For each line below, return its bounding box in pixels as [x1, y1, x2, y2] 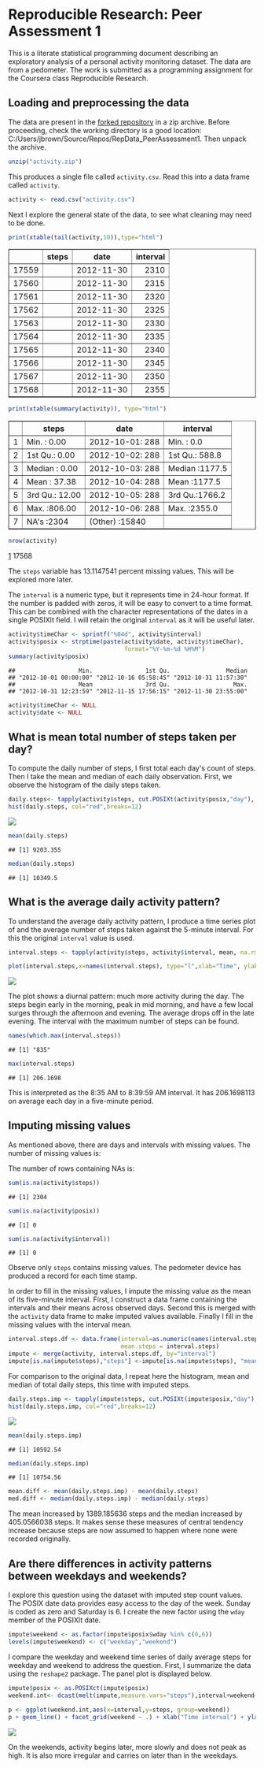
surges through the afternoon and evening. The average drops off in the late [8, 1008, 255, 1018]
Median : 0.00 [26, 463, 79, 474]
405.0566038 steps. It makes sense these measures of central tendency [8, 1517, 244, 1527]
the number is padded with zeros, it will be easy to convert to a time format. [8, 599, 253, 608]
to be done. [8, 218, 46, 228]
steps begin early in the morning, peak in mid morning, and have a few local [8, 1000, 254, 1009]
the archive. [8, 142, 47, 151]
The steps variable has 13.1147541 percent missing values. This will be [8, 566, 234, 576]
